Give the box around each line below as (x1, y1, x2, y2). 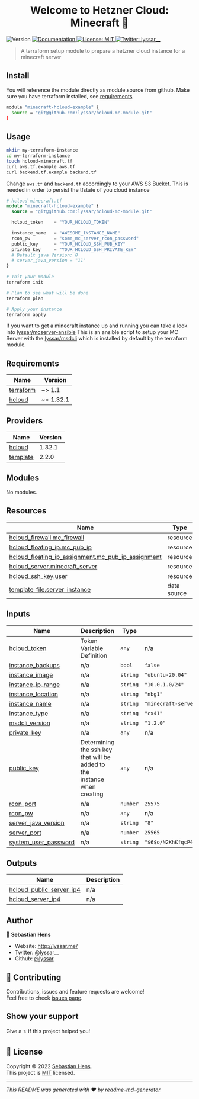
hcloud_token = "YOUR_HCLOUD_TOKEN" (11, 220, 110, 226)
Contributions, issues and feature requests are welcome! (6, 988, 145, 995)
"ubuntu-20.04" (144, 671, 188, 678)
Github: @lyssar (14, 955, 54, 962)
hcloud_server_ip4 (9, 895, 61, 904)
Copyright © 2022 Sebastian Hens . (6, 1062, 92, 1069)
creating (80, 790, 104, 798)
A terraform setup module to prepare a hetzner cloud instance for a (20, 47, 185, 54)
